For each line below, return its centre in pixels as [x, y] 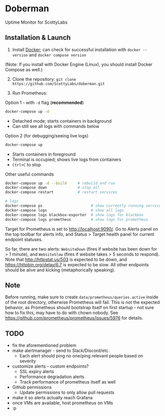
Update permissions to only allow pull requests [67, 392]
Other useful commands [29, 174]
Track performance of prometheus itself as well [68, 382]
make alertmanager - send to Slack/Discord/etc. [61, 351]
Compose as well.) [24, 69]
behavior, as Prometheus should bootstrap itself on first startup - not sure [80, 308]
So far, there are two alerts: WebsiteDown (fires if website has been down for [81, 249]
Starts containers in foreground [44, 154]
